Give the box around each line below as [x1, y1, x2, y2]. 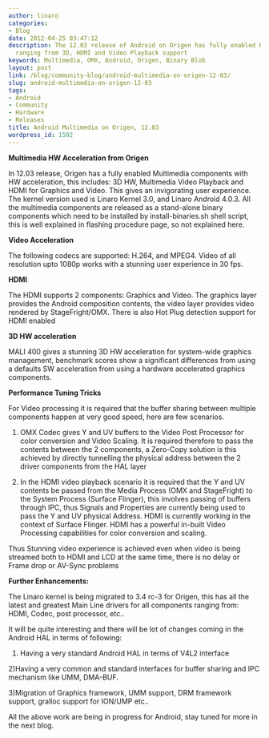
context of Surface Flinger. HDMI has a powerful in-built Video [19, 519, 226, 529]
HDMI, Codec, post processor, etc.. [8, 608, 125, 618]
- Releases [8, 116, 45, 124]
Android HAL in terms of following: [8, 632, 122, 642]
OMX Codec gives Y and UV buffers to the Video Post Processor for [19, 427, 244, 437]
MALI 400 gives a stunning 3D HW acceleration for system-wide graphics [8, 346, 252, 357]
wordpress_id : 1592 [8, 131, 74, 139]
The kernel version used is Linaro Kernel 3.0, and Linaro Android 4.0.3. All [8, 194, 251, 204]
